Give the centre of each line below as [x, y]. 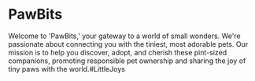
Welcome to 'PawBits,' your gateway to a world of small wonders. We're [125, 36]
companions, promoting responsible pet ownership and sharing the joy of [127, 61]
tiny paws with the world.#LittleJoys [67, 69]
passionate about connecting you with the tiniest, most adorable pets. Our [128, 44]
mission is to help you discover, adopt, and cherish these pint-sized [118, 52]
